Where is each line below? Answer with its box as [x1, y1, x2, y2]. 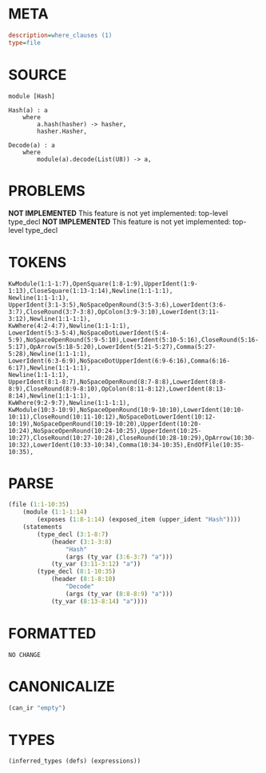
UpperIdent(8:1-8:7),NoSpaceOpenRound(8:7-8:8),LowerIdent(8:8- [8, 378, 227, 386]
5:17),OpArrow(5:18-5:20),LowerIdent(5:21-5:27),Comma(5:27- [8, 342, 216, 350]
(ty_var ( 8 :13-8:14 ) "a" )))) [50, 597, 149, 605]
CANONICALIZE [8, 677, 116, 695]
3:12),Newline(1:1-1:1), [8, 314, 91, 322]
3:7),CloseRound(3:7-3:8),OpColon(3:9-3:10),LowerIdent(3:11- [8, 307, 220, 316]
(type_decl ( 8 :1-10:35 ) [37, 567, 116, 576]
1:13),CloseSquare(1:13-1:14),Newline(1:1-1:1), [8, 286, 173, 294]
